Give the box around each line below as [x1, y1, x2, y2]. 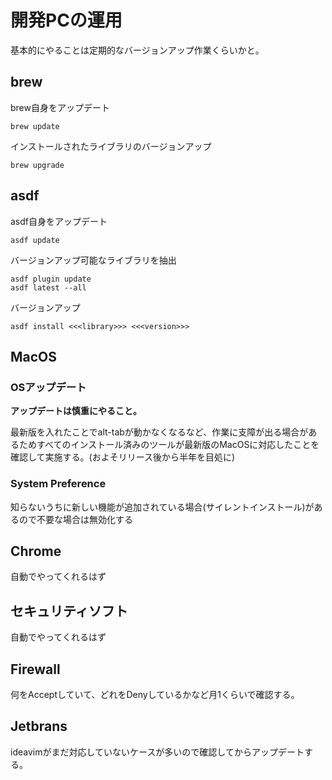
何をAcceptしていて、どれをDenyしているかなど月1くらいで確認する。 [10, 688, 300, 700]
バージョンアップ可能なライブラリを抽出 [10, 254, 177, 266]
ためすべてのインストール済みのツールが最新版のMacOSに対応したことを [18, 439, 320, 451]
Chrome [10, 542, 62, 560]
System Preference [10, 477, 107, 491]
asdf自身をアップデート [10, 215, 108, 227]
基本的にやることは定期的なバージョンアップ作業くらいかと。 [10, 44, 265, 56]
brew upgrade [10, 160, 65, 170]
